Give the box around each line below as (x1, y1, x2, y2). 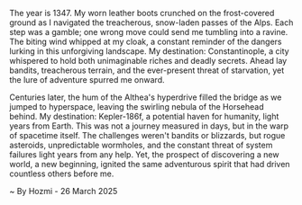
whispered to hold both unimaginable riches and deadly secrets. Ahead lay (9, 56, 288, 66)
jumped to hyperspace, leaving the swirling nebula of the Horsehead (9, 102, 264, 111)
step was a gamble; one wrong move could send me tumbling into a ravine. (9, 27, 288, 37)
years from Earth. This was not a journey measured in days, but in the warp (9, 120, 289, 131)
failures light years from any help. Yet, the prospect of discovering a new (9, 149, 279, 160)
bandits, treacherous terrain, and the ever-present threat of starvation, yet (9, 65, 285, 76)
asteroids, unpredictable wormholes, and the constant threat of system (9, 139, 273, 150)
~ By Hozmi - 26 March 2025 (9, 186, 118, 196)
